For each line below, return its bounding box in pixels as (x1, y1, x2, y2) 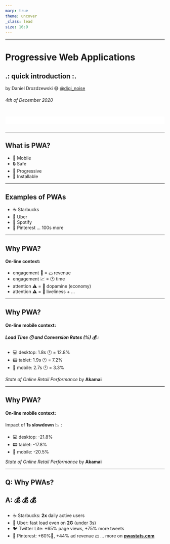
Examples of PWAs (5, 192, 66, 201)
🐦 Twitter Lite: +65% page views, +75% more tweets (12, 525, 124, 531)
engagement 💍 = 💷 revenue (12, 270, 71, 276)
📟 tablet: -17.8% (12, 441, 47, 447)
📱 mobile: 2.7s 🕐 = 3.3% (12, 364, 64, 370)
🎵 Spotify (12, 219, 32, 225)
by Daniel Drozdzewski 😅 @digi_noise (5, 85, 86, 92)
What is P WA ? (5, 141, 51, 150)
